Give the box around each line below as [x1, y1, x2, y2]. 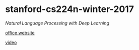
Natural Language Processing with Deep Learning [5, 20, 110, 26]
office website [5, 29, 35, 35]
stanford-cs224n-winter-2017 [5, 3, 134, 15]
